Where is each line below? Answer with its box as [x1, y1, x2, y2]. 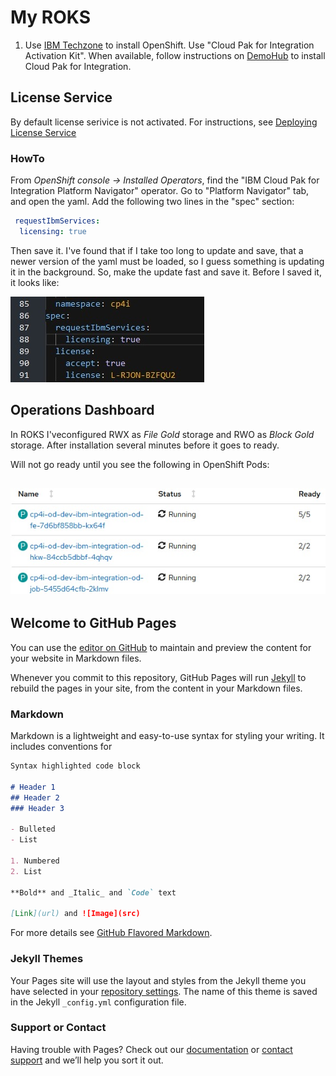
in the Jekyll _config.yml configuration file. [10, 996, 187, 1008]
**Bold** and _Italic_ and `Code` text [10, 887, 177, 898]
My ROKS [10, 6, 92, 29]
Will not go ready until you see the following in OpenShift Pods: [10, 458, 270, 470]
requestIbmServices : [14, 216, 101, 226]
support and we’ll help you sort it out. [10, 1054, 164, 1066]
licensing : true [19, 226, 87, 236]
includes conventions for [10, 741, 113, 753]
